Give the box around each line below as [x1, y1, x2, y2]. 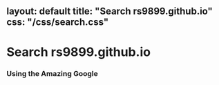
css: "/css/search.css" [6, 17, 109, 28]
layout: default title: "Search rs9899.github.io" [6, 6, 213, 17]
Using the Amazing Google [6, 68, 98, 78]
